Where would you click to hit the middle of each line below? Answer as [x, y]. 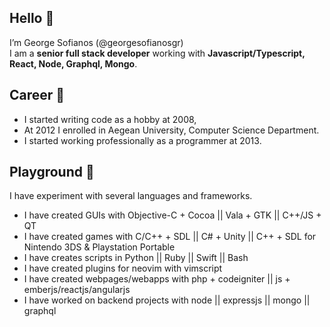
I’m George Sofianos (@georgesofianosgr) [96, 42]
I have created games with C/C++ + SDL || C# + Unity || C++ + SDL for [170, 237]
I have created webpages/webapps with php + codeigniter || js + [157, 279]
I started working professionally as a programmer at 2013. [142, 140]
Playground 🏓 [52, 172]
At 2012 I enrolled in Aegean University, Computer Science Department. [171, 130]
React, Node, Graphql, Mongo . [73, 63]
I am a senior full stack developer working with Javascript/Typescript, [157, 53]
